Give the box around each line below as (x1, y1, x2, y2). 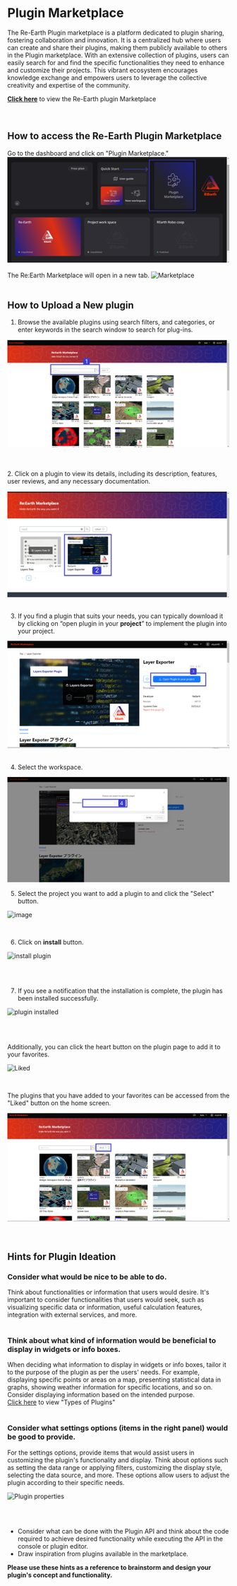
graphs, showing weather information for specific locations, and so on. (7, 1383, 213, 1392)
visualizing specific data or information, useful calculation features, (7, 1303, 202, 1312)
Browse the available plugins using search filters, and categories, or (17, 318, 215, 327)
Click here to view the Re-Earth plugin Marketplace (7, 94, 157, 103)
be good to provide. (7, 1432, 76, 1442)
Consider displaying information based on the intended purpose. (7, 1391, 195, 1399)
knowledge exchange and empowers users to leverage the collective (7, 73, 207, 82)
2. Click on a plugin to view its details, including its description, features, (7, 469, 217, 478)
